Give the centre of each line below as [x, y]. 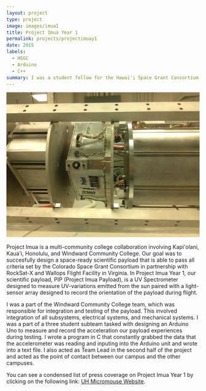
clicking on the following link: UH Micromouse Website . [76, 382]
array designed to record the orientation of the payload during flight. [111, 293]
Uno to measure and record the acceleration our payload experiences [94, 330]
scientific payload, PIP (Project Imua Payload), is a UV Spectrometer [93, 279]
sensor [15, 293]
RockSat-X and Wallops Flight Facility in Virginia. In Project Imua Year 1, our [101, 273]
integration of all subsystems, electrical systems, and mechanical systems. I [102, 317]
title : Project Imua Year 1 [42, 32]
